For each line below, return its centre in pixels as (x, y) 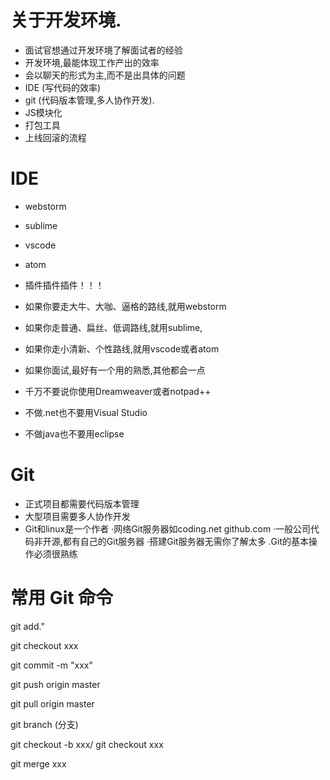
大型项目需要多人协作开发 (77, 516)
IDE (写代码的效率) (63, 87)
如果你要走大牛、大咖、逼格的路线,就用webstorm (125, 306)
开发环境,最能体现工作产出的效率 (92, 62)
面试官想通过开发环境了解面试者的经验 (103, 50)
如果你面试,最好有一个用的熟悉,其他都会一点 (115, 370)
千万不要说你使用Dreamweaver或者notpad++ (118, 391)
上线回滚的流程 (55, 137)
